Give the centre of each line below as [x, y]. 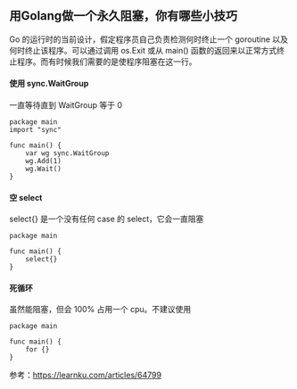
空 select [26, 197]
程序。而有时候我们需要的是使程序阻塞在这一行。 [107, 62]
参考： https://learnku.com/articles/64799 [86, 375]
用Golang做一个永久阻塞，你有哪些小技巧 [124, 16]
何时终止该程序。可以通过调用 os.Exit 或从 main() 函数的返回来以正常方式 [143, 50]
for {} [37, 350]
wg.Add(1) [44, 161]
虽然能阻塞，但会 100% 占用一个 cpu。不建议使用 [100, 310]
